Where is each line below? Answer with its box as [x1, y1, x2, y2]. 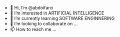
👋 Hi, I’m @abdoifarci [9, 5, 53, 10]
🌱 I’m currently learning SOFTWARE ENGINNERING [9, 15, 115, 21]
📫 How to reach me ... [9, 26, 56, 32]
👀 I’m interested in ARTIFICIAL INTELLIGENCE [9, 10, 104, 16]
